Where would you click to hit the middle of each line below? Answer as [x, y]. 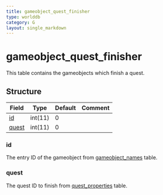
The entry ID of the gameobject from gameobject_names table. [82, 158]
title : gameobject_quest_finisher [48, 11]
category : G [20, 22]
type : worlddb [23, 17]
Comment [96, 108]
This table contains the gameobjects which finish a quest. [75, 73]
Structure [24, 91]
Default [65, 108]
